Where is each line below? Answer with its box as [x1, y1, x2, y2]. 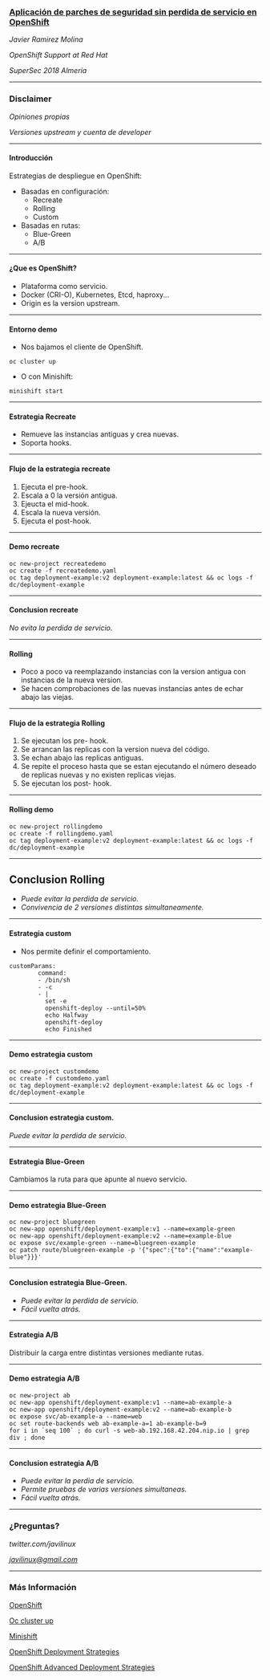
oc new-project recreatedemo [9, 559, 107, 567]
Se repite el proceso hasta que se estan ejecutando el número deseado [20, 762, 257, 771]
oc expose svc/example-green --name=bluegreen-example [9, 1239, 196, 1247]
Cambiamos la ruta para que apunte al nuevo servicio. [9, 1174, 187, 1184]
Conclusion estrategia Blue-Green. [9, 1278, 127, 1287]
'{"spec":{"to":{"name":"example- [138, 1247, 253, 1255]
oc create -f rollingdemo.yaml [9, 829, 114, 837]
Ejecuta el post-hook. [20, 516, 91, 526]
